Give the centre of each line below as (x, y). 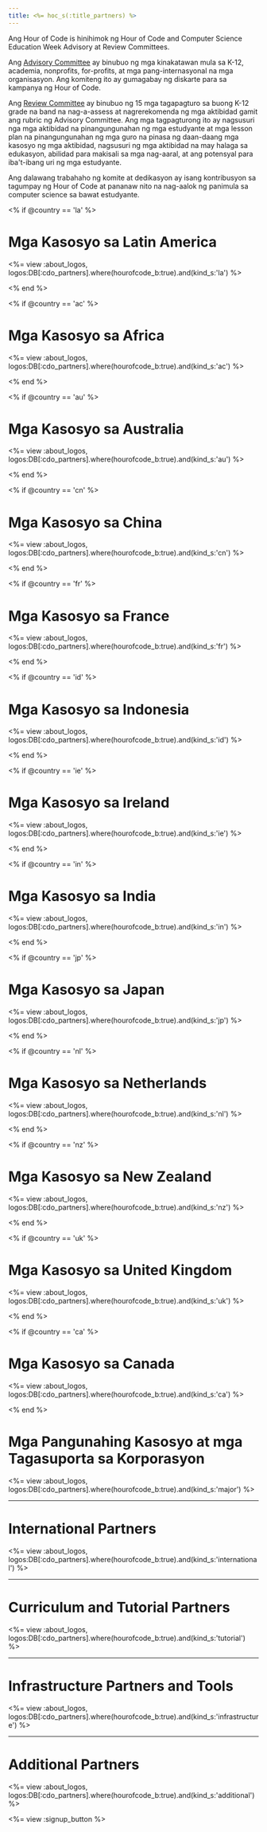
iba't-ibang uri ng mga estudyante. (65, 162)
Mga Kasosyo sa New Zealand (110, 1177)
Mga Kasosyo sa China (85, 522)
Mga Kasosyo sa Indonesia (99, 709)
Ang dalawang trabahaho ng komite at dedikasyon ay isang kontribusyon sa (132, 177)
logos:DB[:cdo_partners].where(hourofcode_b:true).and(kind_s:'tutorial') (127, 1638)
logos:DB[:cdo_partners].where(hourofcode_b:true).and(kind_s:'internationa (133, 1559)
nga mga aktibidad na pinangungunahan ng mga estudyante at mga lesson (130, 128)
